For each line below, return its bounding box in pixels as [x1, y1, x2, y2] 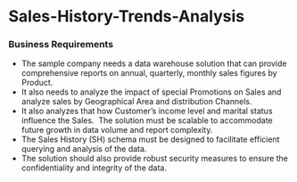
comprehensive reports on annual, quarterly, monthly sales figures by [21, 68, 277, 79]
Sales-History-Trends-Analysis [8, 6, 245, 27]
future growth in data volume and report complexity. [21, 125, 213, 136]
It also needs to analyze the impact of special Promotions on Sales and [21, 87, 282, 97]
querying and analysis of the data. [21, 144, 147, 154]
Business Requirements [8, 38, 113, 51]
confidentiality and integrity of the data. [21, 162, 167, 173]
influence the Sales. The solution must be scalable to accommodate [21, 115, 273, 126]
